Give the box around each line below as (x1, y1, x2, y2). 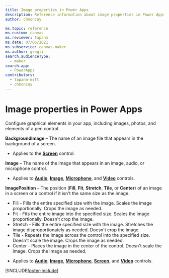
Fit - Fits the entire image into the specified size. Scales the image (12, 211, 150, 217)
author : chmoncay (5, 17, 42, 22)
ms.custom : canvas (5, 31, 44, 36)
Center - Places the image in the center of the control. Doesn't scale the (12, 242, 162, 249)
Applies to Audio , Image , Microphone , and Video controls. (12, 175, 135, 181)
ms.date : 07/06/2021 (5, 40, 49, 45)
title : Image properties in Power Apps (5, 7, 89, 13)
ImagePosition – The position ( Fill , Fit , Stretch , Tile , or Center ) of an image (5, 184, 162, 191)
